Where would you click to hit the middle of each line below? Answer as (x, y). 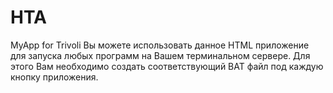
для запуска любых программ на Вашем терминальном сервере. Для (160, 55)
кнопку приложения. (54, 77)
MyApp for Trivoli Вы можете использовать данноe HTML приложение (160, 45)
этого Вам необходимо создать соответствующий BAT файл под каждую (167, 66)
